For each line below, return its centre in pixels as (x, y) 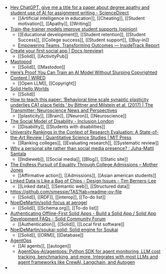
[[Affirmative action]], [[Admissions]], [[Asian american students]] (87, 175)
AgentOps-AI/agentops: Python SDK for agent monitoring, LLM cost (89, 251)
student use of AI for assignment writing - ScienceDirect (69, 13)
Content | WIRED (28, 78)
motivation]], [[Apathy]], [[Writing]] (55, 23)
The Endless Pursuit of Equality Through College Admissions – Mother (84, 165)
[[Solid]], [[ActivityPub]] (43, 56)
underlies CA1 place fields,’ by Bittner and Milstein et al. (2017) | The (81, 105)
